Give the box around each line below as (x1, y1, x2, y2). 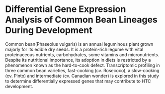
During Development (5, 25, 93, 36)
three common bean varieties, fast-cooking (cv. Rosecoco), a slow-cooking (5, 67, 160, 73)
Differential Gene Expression (5, 3, 126, 15)
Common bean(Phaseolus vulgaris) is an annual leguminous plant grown (5, 41, 154, 47)
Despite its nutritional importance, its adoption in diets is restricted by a (5, 57, 151, 63)
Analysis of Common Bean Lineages (5, 14, 158, 25)
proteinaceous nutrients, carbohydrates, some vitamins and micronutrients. (5, 51, 160, 58)
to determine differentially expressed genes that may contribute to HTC (5, 78, 151, 84)
